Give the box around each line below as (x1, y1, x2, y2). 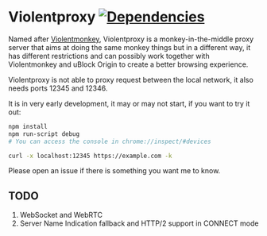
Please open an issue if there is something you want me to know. (8, 166, 221, 176)
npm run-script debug (8, 130, 80, 138)
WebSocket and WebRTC (19, 211, 103, 220)
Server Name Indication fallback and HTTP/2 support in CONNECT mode (19, 219, 259, 228)
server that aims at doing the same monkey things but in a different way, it (8, 42, 251, 52)
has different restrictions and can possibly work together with (8, 51, 210, 60)
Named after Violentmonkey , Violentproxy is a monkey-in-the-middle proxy (8, 34, 254, 44)
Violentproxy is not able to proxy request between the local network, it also (8, 75, 254, 84)
